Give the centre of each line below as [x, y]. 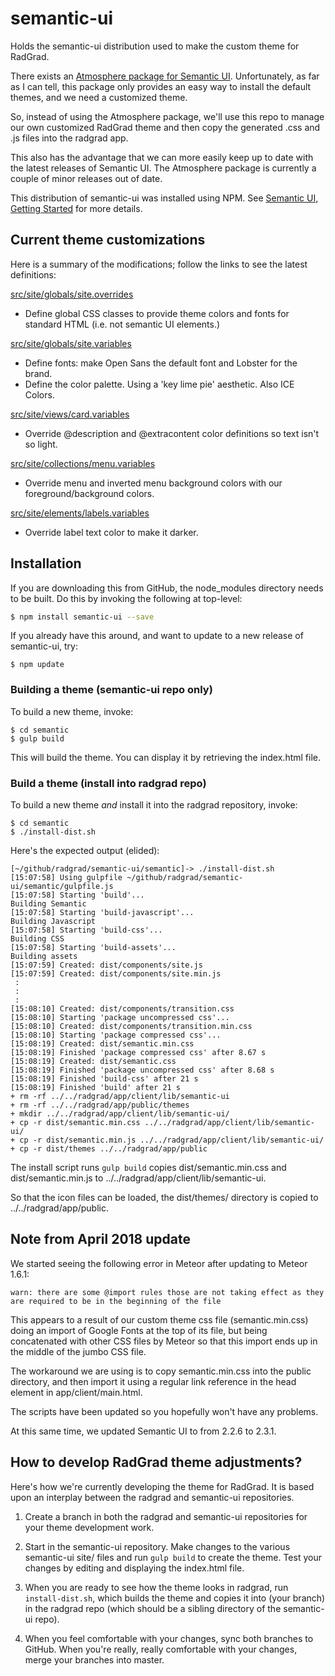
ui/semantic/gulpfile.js [62, 887]
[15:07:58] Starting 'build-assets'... [93, 948]
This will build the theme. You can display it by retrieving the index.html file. [165, 757]
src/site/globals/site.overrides [72, 294]
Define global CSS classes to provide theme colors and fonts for [157, 313]
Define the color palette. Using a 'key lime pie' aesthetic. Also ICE [159, 384]
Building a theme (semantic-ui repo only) [111, 690]
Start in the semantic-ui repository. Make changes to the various [157, 1546]
